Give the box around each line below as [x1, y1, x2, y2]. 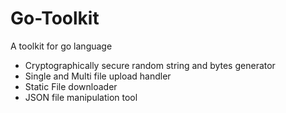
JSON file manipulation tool [24, 91, 138, 103]
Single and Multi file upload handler [24, 70, 172, 82]
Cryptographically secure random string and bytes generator [24, 59, 276, 71]
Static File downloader [24, 80, 118, 92]
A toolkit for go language [10, 40, 113, 52]
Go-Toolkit [10, 7, 100, 30]
